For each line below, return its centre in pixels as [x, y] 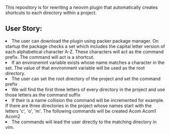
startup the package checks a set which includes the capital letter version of [85, 46]
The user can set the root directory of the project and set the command [86, 79]
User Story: [24, 29]
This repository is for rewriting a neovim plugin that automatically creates [82, 7]
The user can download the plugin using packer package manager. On [85, 41]
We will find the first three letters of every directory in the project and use [89, 89]
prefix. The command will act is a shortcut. [50, 57]
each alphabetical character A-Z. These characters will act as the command [84, 52]
